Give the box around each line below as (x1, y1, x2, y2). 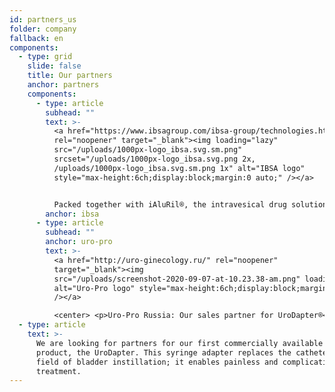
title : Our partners (27, 71, 113, 81)
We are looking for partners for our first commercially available (35, 338, 324, 348)
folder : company (9, 24, 77, 34)
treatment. (35, 366, 82, 376)
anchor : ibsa (45, 209, 100, 219)
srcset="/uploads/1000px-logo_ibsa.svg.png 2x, (53, 154, 256, 164)
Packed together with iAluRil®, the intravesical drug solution (53, 199, 328, 210)
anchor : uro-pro (45, 237, 113, 247)
